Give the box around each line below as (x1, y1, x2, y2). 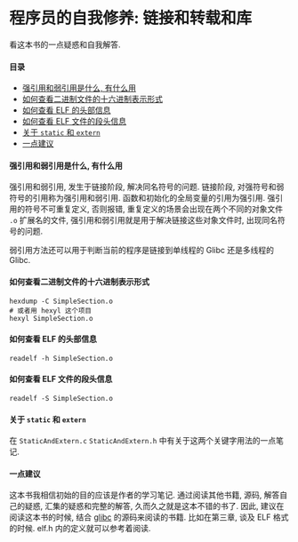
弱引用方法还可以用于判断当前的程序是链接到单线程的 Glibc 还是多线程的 (9, 245, 274, 256)
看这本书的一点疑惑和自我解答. (9, 39, 122, 50)
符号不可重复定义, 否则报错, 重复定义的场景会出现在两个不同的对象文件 (24, 203, 283, 214)
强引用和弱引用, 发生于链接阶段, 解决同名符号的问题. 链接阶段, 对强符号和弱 (9, 181, 285, 192)
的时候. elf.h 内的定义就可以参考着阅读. (9, 523, 151, 534)
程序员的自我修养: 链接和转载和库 (9, 8, 252, 28)
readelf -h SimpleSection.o (9, 354, 114, 363)
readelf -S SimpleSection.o (9, 394, 114, 403)
